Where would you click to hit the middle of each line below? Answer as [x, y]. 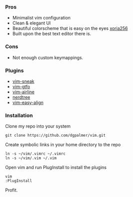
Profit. [11, 190]
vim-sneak [23, 81]
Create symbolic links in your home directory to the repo [63, 145]
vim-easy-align [28, 102]
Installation [19, 115]
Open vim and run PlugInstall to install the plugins [56, 168]
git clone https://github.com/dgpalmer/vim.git [56, 136]
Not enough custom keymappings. [48, 57]
